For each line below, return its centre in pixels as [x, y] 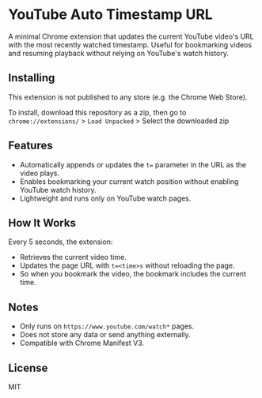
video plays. [40, 173]
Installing [32, 78]
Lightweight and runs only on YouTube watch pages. [105, 198]
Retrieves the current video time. [73, 257]
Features [30, 146]
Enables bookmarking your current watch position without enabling [129, 181]
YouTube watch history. [58, 190]
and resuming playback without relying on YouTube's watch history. [119, 53]
